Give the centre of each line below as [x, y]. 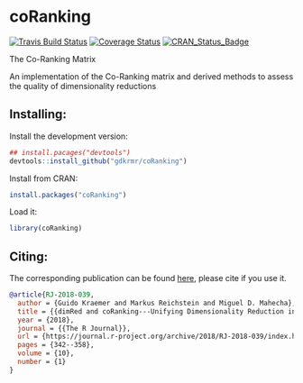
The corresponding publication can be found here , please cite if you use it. [148, 278]
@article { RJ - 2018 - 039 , [52, 295]
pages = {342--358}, [56, 345]
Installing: [38, 114]
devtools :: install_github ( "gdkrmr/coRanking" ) [98, 161]
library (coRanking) [46, 228]
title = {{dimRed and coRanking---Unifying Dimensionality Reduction [151, 311]
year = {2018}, [46, 320]
